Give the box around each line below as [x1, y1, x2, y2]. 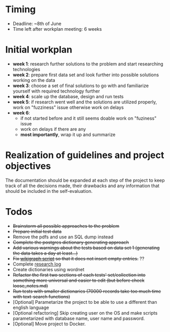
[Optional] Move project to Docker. [12, 321, 86, 327]
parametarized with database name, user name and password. [12, 315, 145, 321]
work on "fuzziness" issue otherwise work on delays [12, 104, 124, 110]
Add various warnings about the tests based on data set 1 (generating [12, 245, 160, 251]
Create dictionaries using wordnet [12, 266, 84, 272]
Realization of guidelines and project [5, 149, 164, 161]
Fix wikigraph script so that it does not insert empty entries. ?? [12, 255, 144, 261]
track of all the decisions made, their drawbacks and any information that [5, 183, 160, 189]
